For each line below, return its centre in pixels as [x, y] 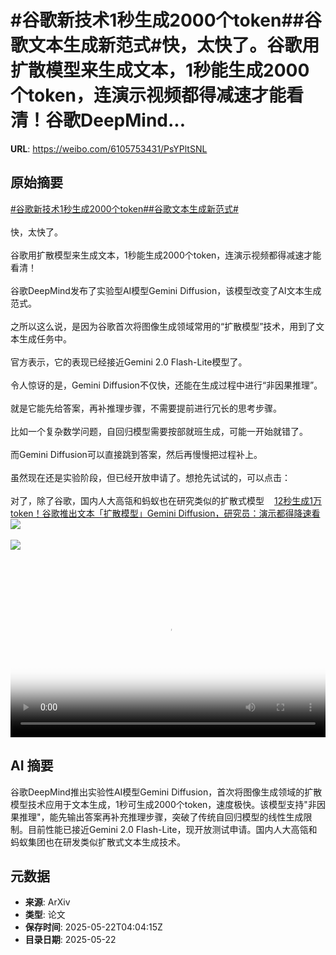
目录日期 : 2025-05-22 [70, 940]
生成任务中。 [45, 338]
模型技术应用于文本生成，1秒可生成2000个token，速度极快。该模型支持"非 [163, 804]
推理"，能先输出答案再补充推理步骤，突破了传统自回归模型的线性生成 [161, 817]
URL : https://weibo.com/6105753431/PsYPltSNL [109, 148]
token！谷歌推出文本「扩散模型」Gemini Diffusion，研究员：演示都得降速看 [165, 513]
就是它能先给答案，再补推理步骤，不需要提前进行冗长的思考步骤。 [146, 408]
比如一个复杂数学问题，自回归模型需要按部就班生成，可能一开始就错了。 [159, 431]
